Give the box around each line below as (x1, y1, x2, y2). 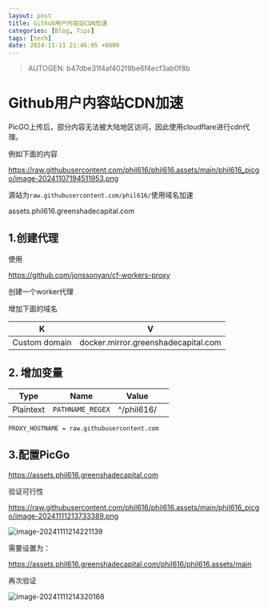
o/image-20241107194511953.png (8, 174, 118, 184)
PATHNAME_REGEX (52, 405, 110, 413)
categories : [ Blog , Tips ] (8, 26, 94, 34)
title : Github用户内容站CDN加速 (8, 19, 108, 27)
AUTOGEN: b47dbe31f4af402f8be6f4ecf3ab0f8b (27, 63, 190, 73)
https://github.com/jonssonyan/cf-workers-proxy (8, 270, 170, 280)
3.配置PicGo (8, 448, 70, 462)
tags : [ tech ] (8, 34, 52, 42)
